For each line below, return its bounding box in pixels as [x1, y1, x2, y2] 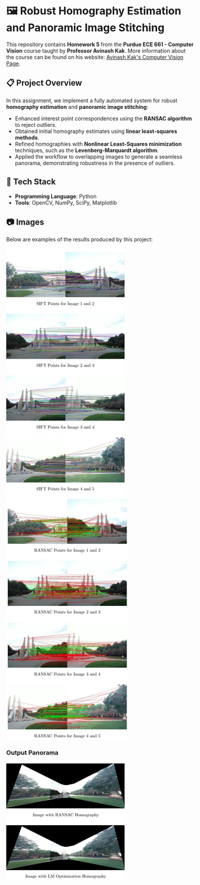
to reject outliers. [14, 121, 57, 128]
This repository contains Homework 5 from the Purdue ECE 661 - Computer [6, 41, 194, 48]
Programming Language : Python [14, 192, 97, 200]
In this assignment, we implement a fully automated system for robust [6, 96, 178, 104]
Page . [6, 60, 21, 67]
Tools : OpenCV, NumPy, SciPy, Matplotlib [14, 199, 118, 206]
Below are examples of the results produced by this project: [6, 236, 153, 243]
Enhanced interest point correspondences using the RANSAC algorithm [14, 114, 192, 122]
